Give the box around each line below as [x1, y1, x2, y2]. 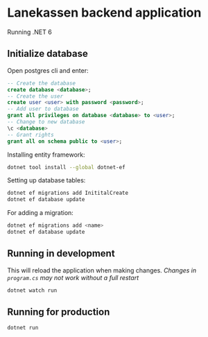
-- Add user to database [7, 105, 79, 112]
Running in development [7, 248, 116, 259]
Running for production [7, 306, 110, 318]
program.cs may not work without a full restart [7, 273, 139, 282]
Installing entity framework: [7, 150, 85, 159]
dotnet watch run [7, 286, 58, 294]
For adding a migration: [7, 209, 74, 217]
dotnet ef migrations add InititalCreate [7, 189, 129, 197]
